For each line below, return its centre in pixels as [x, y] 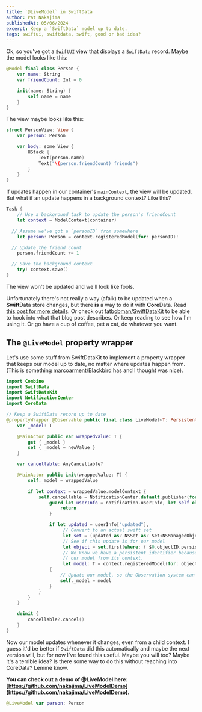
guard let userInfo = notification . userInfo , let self [119, 503]
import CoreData [26, 404]
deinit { [28, 614]
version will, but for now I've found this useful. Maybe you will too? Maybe [98, 655]
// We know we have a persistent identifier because [130, 553]
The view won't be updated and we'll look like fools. [70, 286]
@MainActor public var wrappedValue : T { [69, 436]
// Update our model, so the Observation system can [127, 575]
